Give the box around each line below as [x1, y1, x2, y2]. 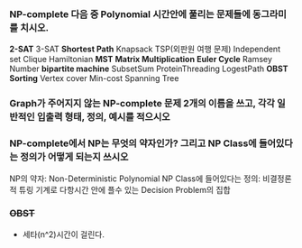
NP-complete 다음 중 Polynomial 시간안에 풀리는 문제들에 [9, 7, 251, 20]
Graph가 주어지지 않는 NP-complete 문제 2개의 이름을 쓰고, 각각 [9, 97, 275, 110]
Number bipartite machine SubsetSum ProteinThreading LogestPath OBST [9, 63, 288, 74]
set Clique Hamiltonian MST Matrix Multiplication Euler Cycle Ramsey [9, 54, 273, 65]
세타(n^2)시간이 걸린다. [22, 228, 105, 240]
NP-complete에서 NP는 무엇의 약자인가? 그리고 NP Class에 [9, 137, 257, 150]
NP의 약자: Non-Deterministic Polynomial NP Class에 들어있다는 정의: [9, 173, 261, 184]
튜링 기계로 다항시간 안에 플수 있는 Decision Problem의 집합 [18, 184, 232, 195]
